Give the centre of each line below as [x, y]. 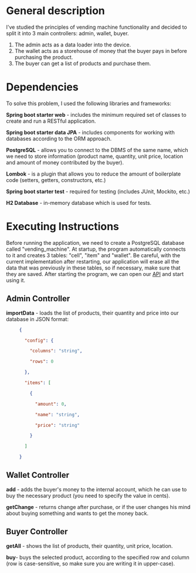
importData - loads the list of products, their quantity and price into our [92, 313]
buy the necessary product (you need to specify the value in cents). [88, 496]
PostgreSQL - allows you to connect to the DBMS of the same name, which [97, 150]
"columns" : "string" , [56, 351]
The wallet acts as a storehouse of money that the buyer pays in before [101, 50]
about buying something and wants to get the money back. [77, 513]
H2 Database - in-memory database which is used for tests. [79, 203]
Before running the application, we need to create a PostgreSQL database [95, 242]
